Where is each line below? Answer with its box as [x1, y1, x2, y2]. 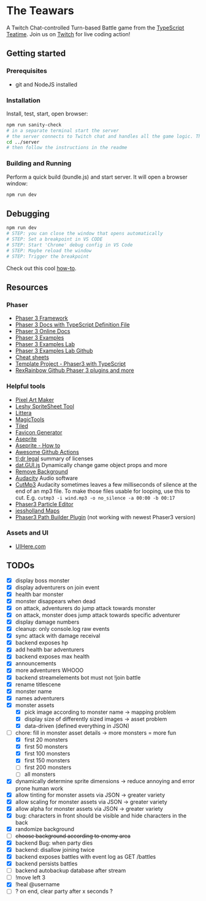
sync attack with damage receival [15, 632, 101, 640]
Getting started [6, 48, 66, 59]
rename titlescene [15, 681, 61, 688]
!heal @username [15, 881, 60, 888]
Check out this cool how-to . [6, 265, 77, 272]
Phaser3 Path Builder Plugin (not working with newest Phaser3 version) [15, 513, 196, 520]
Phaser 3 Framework [15, 314, 69, 322]
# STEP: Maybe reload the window [6, 247, 92, 253]
